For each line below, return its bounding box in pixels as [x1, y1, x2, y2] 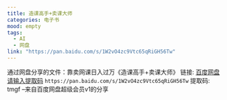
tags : [7, 29, 23, 36]
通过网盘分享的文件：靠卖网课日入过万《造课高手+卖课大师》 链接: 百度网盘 [7, 68, 220, 76]
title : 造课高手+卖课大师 [7, 10, 73, 17]
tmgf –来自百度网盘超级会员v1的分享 [7, 85, 109, 93]
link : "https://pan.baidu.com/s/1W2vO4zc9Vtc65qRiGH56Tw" [7, 49, 176, 55]
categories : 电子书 [7, 16, 59, 23]
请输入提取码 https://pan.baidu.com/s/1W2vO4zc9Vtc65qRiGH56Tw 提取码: [7, 76, 211, 84]
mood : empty [7, 23, 41, 29]
